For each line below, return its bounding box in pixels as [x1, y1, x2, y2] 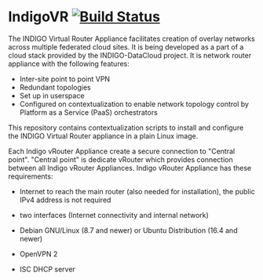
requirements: [8, 171, 53, 181]
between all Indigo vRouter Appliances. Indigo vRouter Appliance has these [8, 163, 252, 172]
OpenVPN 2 [19, 249, 58, 259]
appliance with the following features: [8, 59, 130, 68]
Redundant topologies [19, 83, 92, 92]
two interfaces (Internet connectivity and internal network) [19, 210, 210, 219]
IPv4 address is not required [19, 195, 111, 204]
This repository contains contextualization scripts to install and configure [8, 123, 244, 132]
